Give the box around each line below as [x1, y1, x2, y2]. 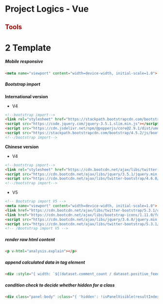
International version [5, 93, 49, 99]
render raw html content [5, 236, 55, 242]
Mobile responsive [5, 58, 44, 64]
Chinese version [5, 143, 39, 149]
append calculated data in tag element [5, 259, 85, 265]
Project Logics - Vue [5, 3, 89, 15]
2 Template [5, 42, 51, 53]
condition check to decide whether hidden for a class [5, 282, 115, 288]
